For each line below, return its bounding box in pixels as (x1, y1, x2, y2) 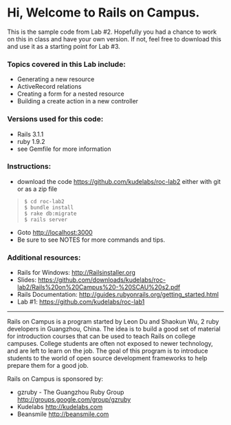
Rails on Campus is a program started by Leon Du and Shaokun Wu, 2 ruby (7, 318, 219, 326)
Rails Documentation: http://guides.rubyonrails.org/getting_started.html (16, 291, 219, 299)
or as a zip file (16, 185, 58, 193)
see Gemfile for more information (16, 145, 111, 153)
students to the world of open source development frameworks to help (7, 354, 208, 362)
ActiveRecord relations (16, 83, 82, 91)
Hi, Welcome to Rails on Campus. (7, 5, 200, 21)
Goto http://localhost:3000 (16, 228, 93, 236)
